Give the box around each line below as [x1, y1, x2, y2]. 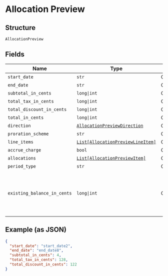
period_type [7, 163, 36, 169]
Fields [5, 50, 25, 58]
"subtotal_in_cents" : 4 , [9, 252, 61, 258]
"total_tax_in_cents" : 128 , [9, 257, 68, 262]
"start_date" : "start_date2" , [9, 243, 72, 248]
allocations [7, 155, 36, 161]
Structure [5, 23, 36, 32]
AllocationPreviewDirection [76, 122, 143, 128]
